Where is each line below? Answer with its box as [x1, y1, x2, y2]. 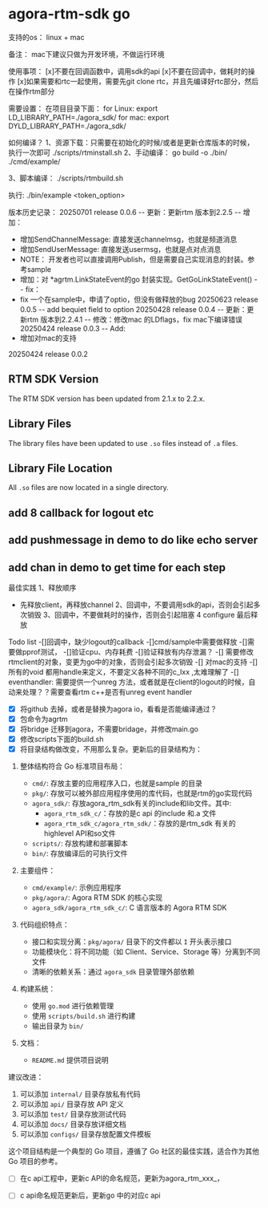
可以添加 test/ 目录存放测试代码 [19, 1109, 126, 1119]
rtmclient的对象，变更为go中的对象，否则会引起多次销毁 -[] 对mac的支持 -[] [8, 657, 258, 667]
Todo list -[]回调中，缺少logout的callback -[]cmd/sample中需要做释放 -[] [8, 637, 248, 647]
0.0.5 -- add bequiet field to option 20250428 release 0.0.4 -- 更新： [19, 304, 247, 314]
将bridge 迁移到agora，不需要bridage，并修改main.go [19, 724, 198, 734]
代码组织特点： [19, 920, 70, 930]
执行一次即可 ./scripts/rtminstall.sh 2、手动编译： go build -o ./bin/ [8, 148, 228, 157]
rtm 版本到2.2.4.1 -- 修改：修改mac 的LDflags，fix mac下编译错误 [26, 314, 242, 324]
